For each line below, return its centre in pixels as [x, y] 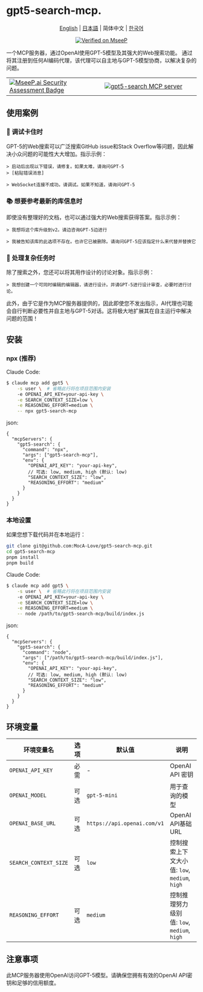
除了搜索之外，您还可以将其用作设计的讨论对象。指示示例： [80, 272]
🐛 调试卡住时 [25, 132]
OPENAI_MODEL [28, 796]
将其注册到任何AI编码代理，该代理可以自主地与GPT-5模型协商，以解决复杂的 [101, 60]
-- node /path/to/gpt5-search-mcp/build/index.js [81, 614]
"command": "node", [47, 652]
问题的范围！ [22, 318]
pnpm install [23, 558]
